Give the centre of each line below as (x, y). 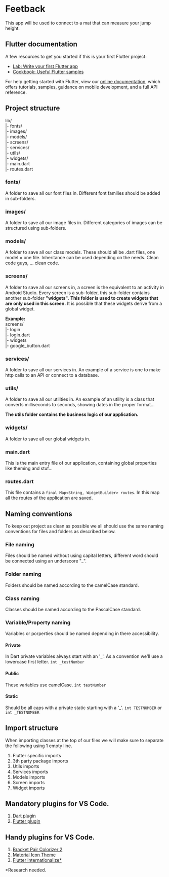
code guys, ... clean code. (32, 263)
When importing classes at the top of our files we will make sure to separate (85, 740)
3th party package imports (40, 761)
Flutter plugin (26, 821)
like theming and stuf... (29, 468)
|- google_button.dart (28, 345)
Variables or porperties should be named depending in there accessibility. (82, 634)
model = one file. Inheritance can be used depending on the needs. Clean (82, 258)
